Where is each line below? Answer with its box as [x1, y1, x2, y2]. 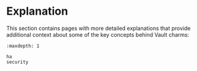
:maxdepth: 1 [6, 43, 40, 49]
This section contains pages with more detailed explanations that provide [6, 24, 191, 32]
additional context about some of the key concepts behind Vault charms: [6, 31, 190, 38]
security [6, 59, 29, 65]
